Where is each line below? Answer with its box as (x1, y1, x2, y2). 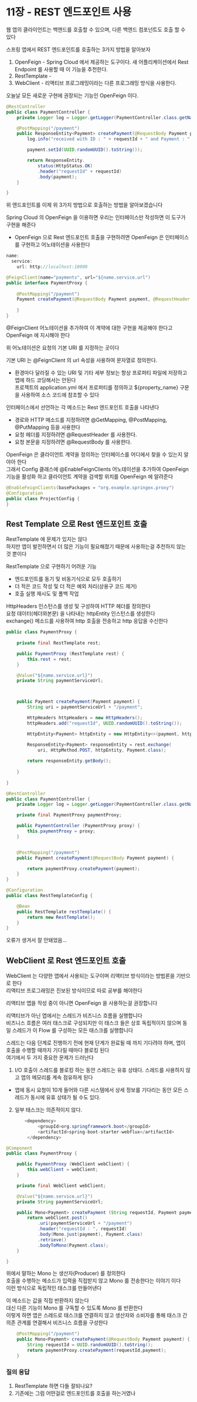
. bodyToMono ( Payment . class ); (37, 1242, 109, 1248)
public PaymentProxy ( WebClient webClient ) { (16, 1161, 130, 1167)
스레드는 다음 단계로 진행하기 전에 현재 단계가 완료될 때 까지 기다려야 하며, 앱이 (6, 1039, 186, 1046)
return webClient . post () (27, 1215, 88, 1221)
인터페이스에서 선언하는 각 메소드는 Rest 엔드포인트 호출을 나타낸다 (6, 404, 159, 411)
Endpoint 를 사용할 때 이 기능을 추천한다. (14, 65, 108, 72)
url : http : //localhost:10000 (16, 264, 88, 270)
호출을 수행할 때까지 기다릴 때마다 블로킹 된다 (6, 1047, 110, 1054)
